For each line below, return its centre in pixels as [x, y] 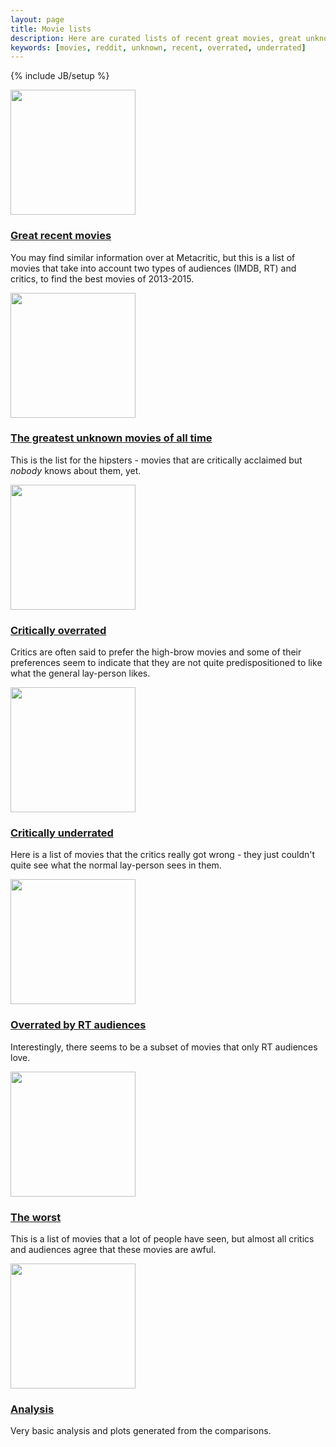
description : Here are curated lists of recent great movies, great [156, 38]
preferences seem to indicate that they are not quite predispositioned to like [166, 663]
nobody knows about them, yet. [76, 470]
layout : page [37, 19]
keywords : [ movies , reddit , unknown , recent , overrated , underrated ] [158, 47]
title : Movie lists [51, 29]
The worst [36, 1217]
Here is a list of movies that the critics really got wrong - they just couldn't [163, 855]
